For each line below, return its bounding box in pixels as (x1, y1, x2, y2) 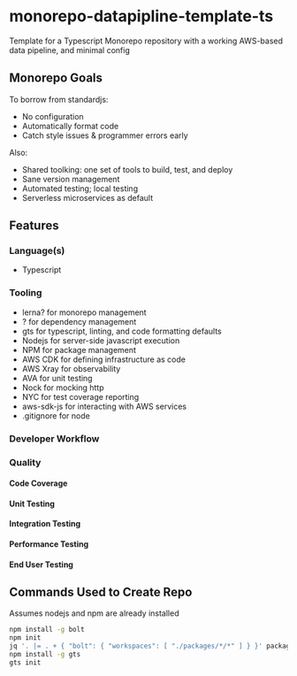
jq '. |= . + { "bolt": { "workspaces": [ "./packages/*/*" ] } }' (9, 641, 263, 651)
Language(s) (9, 245, 65, 257)
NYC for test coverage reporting (21, 391, 140, 402)
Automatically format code (21, 120, 119, 131)
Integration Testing (9, 519, 81, 529)
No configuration (21, 111, 84, 121)
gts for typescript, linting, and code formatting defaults (21, 326, 223, 336)
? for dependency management (21, 316, 137, 326)
